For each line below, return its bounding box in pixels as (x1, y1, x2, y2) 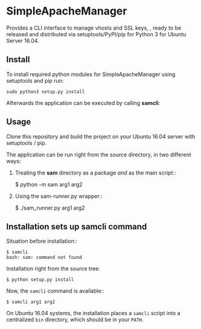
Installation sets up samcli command (6, 222, 147, 232)
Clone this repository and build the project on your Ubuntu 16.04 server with (6, 133, 196, 140)
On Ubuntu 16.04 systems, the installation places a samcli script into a (6, 310, 180, 317)
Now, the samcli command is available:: (6, 287, 104, 295)
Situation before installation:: (6, 237, 77, 245)
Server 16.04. (6, 37, 39, 44)
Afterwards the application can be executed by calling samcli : (6, 99, 161, 106)
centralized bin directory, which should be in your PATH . (6, 316, 144, 324)
